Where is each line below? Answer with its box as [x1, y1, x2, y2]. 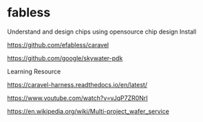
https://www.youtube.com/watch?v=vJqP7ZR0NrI [7, 94, 148, 102]
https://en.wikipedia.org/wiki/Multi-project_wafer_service [7, 107, 170, 115]
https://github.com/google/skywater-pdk [7, 53, 123, 62]
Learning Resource [7, 67, 61, 75]
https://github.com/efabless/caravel [7, 40, 109, 49]
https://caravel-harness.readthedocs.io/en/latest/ [7, 80, 148, 88]
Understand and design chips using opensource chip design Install [7, 27, 197, 36]
